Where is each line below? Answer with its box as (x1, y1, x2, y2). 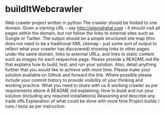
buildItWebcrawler (5, 3, 83, 15)
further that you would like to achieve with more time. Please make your (5, 66, 151, 72)
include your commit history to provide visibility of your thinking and (5, 77, 143, 83)
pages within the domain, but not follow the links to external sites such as (5, 30, 154, 36)
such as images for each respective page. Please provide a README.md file (5, 56, 160, 62)
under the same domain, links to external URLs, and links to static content (5, 51, 155, 57)
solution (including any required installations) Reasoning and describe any (5, 92, 155, 99)
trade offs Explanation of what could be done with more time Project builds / (5, 98, 160, 104)
